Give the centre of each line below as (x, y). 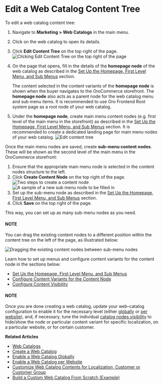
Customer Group (29, 372)
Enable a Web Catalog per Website (47, 362)
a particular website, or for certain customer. (50, 327)
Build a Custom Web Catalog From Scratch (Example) (66, 378)
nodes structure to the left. (39, 172)
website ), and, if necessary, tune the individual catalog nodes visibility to (78, 317)
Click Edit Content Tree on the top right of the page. (65, 51)
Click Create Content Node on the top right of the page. (69, 177)
